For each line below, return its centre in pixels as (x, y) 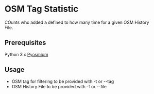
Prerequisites (25, 43)
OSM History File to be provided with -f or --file (59, 86)
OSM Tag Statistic (42, 9)
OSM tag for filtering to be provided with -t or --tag (63, 81)
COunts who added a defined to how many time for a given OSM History (77, 22)
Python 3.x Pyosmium (26, 54)
